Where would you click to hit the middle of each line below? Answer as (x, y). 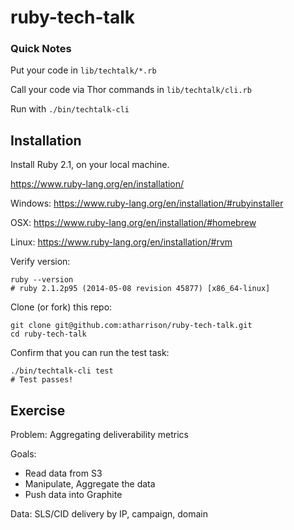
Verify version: (40, 262)
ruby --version (42, 280)
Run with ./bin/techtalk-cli (70, 109)
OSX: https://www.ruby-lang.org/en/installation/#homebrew (133, 223)
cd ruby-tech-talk (48, 334)
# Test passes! (42, 380)
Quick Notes (41, 49)
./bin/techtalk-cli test (62, 371)
